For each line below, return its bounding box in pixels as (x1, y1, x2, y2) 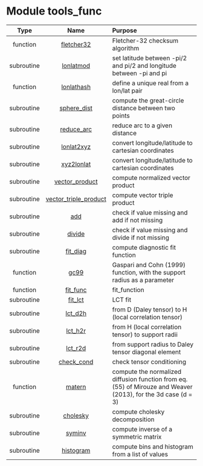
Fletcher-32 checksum (112, 36, 179, 45)
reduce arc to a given (112, 121, 173, 130)
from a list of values (112, 450, 168, 458)
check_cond (58, 358, 94, 366)
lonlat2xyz (61, 142, 91, 151)
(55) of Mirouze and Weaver (112, 382, 193, 391)
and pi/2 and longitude (112, 61, 177, 70)
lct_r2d (66, 344, 86, 352)
